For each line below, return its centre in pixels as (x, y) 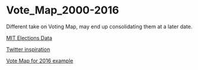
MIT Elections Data (29, 38)
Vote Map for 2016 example (40, 61)
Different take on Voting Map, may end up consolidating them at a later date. (99, 26)
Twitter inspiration (28, 49)
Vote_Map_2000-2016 (63, 10)
